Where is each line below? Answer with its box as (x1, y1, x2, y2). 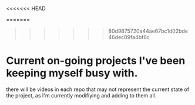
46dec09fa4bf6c (108, 34, 150, 40)
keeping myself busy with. (6, 66, 138, 80)
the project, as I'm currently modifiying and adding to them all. (6, 92, 157, 99)
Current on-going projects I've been (6, 54, 186, 68)
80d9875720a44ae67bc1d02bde (108, 27, 188, 34)
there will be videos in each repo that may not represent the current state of (6, 86, 190, 93)
